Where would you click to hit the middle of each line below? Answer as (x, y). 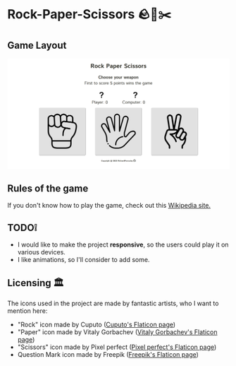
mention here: (27, 311)
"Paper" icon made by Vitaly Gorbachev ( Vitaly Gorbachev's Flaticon (117, 332)
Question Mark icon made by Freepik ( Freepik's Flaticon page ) (108, 354)
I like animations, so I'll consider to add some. (83, 260)
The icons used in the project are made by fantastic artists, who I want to (113, 303)
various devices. (41, 252)
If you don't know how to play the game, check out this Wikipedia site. (109, 206)
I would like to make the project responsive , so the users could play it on (123, 244)
